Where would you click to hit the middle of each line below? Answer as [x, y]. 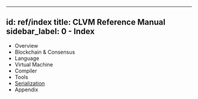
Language [27, 58]
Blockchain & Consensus [45, 52]
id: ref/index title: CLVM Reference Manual [86, 22]
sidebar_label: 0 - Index [50, 32]
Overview [26, 45]
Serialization [30, 83]
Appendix [26, 90]
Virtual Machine [34, 64]
